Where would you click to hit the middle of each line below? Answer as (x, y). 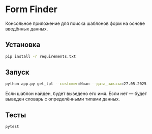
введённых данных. (27, 28)
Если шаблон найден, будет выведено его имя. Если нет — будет (76, 94)
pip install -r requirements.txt (41, 56)
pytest (12, 127)
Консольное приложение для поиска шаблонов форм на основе (75, 23)
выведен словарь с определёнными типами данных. (63, 99)
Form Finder (31, 9)
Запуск (17, 72)
